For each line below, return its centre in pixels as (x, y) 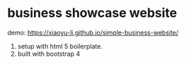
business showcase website (92, 13)
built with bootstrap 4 (49, 54)
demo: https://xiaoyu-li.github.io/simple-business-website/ (93, 32)
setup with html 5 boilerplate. (60, 46)
